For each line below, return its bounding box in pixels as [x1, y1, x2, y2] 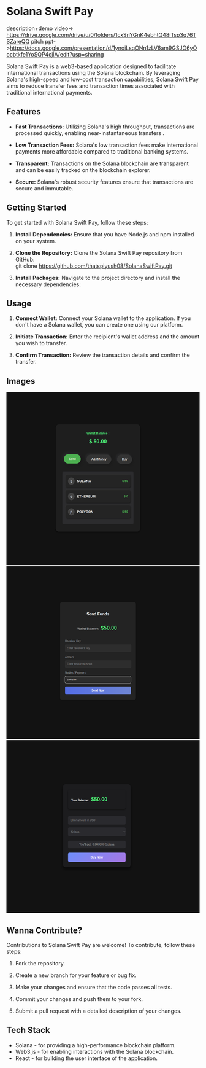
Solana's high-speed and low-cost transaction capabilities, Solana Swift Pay [6, 76, 199, 83]
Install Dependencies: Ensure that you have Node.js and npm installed [15, 230, 194, 238]
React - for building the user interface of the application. [15, 1054, 158, 1062]
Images [6, 376, 36, 386]
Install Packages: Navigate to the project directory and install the [15, 274, 181, 281]
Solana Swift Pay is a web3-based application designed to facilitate [6, 63, 177, 70]
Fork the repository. [15, 960, 66, 967]
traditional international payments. [6, 88, 93, 96]
